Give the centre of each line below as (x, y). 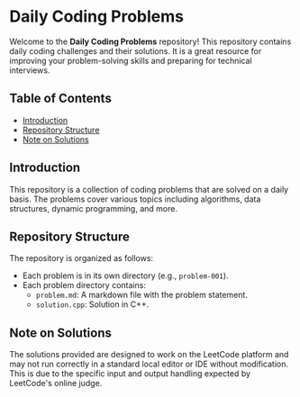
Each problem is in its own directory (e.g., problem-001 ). (125, 275)
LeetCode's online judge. (56, 383)
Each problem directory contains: (84, 285)
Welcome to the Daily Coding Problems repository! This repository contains (150, 41)
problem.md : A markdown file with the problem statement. (141, 295)
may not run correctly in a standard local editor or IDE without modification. (149, 364)
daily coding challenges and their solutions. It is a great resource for (136, 50)
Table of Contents (61, 99)
